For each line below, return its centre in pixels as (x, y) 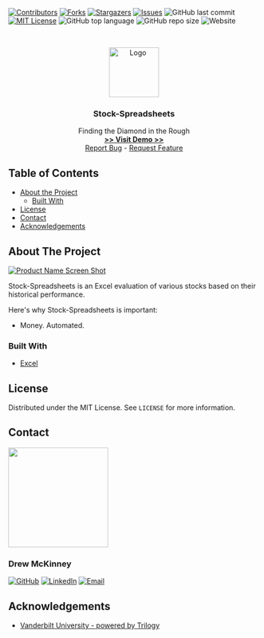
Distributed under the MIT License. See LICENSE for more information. (122, 408)
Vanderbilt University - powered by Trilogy (90, 625)
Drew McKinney (40, 564)
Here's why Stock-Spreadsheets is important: (83, 309)
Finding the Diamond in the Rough (134, 131)
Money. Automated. (52, 325)
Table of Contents (54, 173)
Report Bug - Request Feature (134, 148)
